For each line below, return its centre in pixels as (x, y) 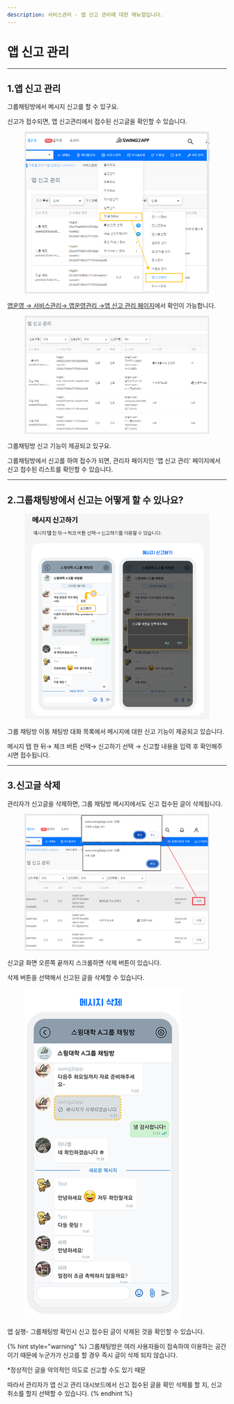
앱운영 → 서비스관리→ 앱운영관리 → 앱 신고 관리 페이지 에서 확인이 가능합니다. (111, 306)
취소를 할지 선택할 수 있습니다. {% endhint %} (70, 1393)
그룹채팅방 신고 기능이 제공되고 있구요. (59, 446)
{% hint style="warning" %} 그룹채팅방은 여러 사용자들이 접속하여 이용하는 (110, 1346)
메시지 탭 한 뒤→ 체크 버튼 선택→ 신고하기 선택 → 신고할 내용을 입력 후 (103, 746)
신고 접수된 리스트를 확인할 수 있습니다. (60, 470)
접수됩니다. (35, 755)
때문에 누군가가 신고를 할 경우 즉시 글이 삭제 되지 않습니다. (99, 1355)
